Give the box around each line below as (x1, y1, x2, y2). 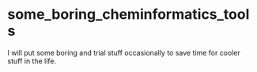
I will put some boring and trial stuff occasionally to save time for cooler (7, 48, 240, 57)
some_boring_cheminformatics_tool (7, 5, 250, 23)
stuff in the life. (7, 56, 57, 66)
